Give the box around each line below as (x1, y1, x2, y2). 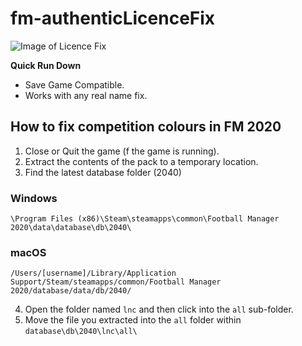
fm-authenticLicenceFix (10, 7, 216, 30)
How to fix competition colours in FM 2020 (10, 118, 282, 136)
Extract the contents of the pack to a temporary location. (24, 155, 259, 167)
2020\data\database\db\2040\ (10, 223, 132, 233)
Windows (10, 191, 58, 205)
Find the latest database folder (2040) (24, 166, 182, 178)
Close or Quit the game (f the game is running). (24, 145, 220, 157)
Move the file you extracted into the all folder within (24, 314, 242, 326)
